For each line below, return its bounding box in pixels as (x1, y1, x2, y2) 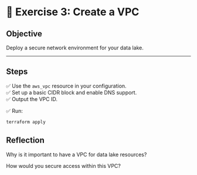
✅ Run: (6, 107, 23, 114)
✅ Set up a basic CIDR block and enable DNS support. (6, 89, 137, 96)
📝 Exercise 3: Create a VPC (6, 5, 140, 19)
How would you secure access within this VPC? (6, 162, 121, 169)
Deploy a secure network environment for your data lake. (6, 44, 144, 51)
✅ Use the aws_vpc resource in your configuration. (6, 82, 127, 89)
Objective (6, 29, 43, 39)
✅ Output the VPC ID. (6, 95, 57, 102)
